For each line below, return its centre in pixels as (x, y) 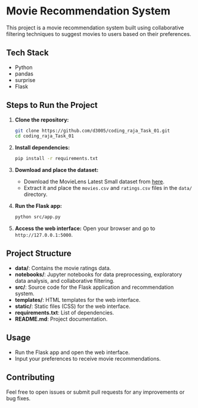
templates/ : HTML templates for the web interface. (78, 300)
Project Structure (39, 254)
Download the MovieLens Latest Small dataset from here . (94, 182)
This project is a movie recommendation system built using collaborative (95, 28)
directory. (35, 194)
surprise (25, 80)
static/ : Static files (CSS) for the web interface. (72, 306)
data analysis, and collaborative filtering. (65, 280)
